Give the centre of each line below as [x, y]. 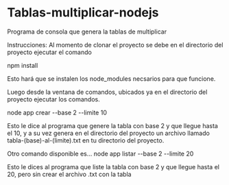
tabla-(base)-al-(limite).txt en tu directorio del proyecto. [86, 140]
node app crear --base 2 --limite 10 [57, 112]
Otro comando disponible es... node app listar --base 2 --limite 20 [100, 153]
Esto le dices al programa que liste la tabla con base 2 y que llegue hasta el [113, 166]
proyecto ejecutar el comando [50, 52]
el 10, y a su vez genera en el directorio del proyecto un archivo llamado [109, 133]
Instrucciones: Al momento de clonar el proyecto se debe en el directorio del [115, 45]
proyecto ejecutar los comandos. [54, 99]
